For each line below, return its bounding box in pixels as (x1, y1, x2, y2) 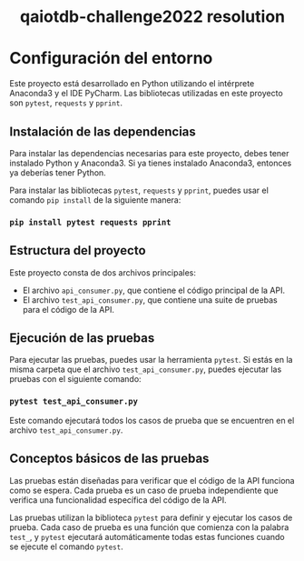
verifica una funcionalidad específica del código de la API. (9, 494, 227, 506)
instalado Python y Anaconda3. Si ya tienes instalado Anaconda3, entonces (9, 157, 292, 168)
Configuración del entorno (9, 48, 213, 69)
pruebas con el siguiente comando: (9, 374, 142, 385)
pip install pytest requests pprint (9, 216, 172, 227)
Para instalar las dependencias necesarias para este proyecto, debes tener (9, 147, 289, 158)
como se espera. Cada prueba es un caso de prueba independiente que (9, 485, 279, 496)
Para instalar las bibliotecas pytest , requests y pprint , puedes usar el (9, 185, 270, 195)
